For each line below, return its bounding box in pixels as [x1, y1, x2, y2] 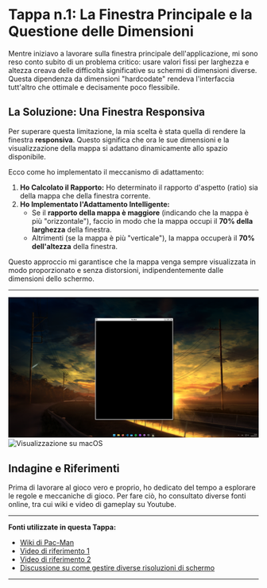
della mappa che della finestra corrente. [19, 190, 151, 200]
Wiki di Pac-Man [19, 538, 74, 548]
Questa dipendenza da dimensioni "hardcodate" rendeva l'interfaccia [8, 74, 235, 83]
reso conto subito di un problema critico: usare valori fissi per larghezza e [8, 57, 250, 67]
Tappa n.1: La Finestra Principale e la [8, 6, 253, 24]
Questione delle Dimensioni [8, 22, 195, 40]
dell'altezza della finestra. [31, 241, 118, 251]
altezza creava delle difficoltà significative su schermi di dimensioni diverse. [8, 65, 257, 75]
